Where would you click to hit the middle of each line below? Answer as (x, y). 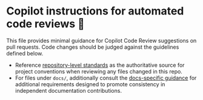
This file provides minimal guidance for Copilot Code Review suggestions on (101, 40)
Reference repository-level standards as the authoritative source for (100, 65)
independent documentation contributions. (68, 90)
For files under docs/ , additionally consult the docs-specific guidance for (106, 78)
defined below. (25, 53)
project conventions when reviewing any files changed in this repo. (99, 71)
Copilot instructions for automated (95, 11)
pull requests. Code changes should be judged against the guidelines (93, 47)
